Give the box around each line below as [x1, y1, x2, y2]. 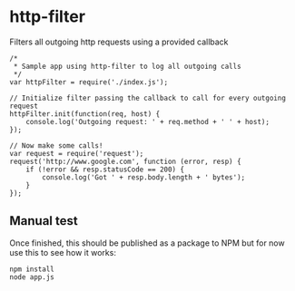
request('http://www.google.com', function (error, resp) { [9, 157, 242, 166]
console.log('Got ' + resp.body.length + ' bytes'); [42, 172, 246, 182]
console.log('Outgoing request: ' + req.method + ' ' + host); [25, 117, 270, 126]
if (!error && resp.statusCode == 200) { [25, 165, 184, 174]
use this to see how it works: [9, 247, 116, 257]
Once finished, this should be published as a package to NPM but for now [9, 238, 285, 248]
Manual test [9, 213, 79, 228]
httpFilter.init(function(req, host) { [9, 109, 161, 119]
